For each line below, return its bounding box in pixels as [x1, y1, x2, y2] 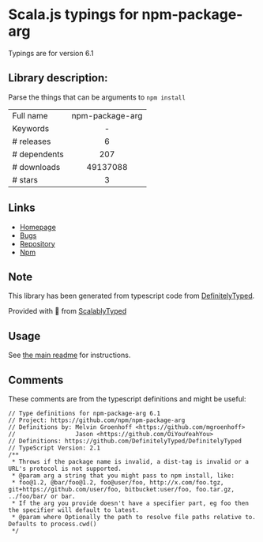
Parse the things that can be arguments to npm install [8, 92, 186, 102]
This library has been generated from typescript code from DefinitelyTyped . [8, 291, 255, 301]
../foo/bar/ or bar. [8, 492, 77, 500]
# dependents [12, 149, 65, 160]
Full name [12, 110, 49, 121]
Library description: [8, 71, 108, 85]
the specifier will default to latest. [8, 506, 140, 514]
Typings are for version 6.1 [8, 48, 94, 58]
